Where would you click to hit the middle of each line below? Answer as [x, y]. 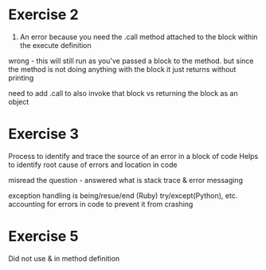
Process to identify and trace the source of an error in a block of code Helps [133, 156]
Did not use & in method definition [64, 258]
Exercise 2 [43, 15]
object [19, 101]
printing [21, 77]
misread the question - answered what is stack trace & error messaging [125, 180]
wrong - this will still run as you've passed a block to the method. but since [131, 61]
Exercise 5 [43, 236]
